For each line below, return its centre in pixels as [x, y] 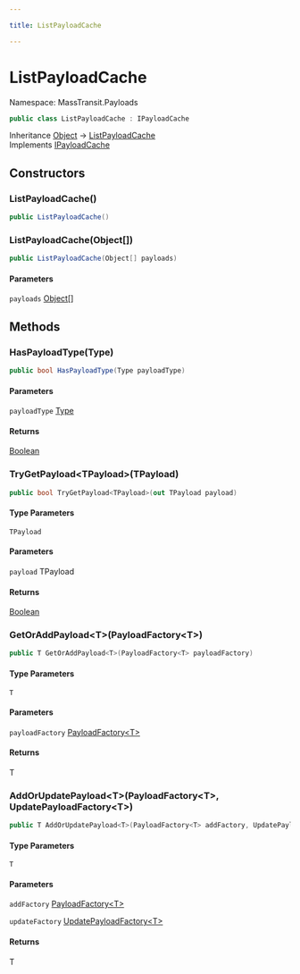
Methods [35, 327]
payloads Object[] [42, 298]
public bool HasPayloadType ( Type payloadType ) [97, 371]
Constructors [47, 173]
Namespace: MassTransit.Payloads [74, 102]
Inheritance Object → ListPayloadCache [83, 136]
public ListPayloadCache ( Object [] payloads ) [93, 259]
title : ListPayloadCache [55, 25]
